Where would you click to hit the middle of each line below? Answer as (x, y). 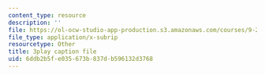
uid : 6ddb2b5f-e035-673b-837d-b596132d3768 (81, 59)
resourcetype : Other (42, 45)
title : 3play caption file (52, 52)
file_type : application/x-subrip (63, 37)
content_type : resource (47, 15)
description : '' (35, 23)
